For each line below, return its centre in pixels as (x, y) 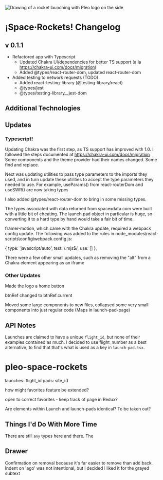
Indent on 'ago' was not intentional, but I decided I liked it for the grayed (77, 468)
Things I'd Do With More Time (51, 424)
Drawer (17, 451)
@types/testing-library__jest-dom (53, 93)
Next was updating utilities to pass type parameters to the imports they (76, 174)
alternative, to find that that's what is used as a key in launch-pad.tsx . (75, 348)
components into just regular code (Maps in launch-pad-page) (68, 310)
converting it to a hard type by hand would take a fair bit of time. (69, 219)
